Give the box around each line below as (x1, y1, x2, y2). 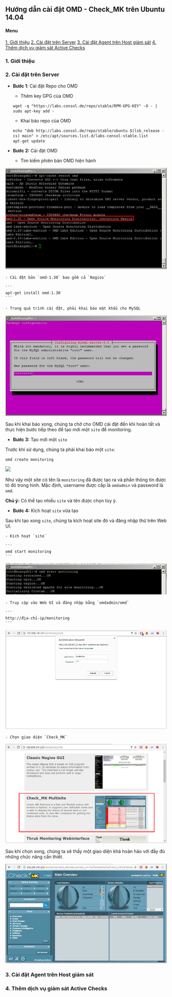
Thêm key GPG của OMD (20, 93, 73, 99)
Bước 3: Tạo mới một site (12, 436, 68, 443)
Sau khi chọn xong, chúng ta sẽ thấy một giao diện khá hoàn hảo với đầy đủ (5, 848, 165, 854)
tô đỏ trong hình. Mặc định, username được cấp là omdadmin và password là (5, 482, 164, 488)
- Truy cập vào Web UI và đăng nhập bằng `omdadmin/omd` (5, 600, 130, 605)
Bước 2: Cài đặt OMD (12, 147, 58, 153)
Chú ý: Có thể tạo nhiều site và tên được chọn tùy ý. (5, 498, 117, 504)
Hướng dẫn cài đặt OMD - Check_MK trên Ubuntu (5, 5, 165, 14)
